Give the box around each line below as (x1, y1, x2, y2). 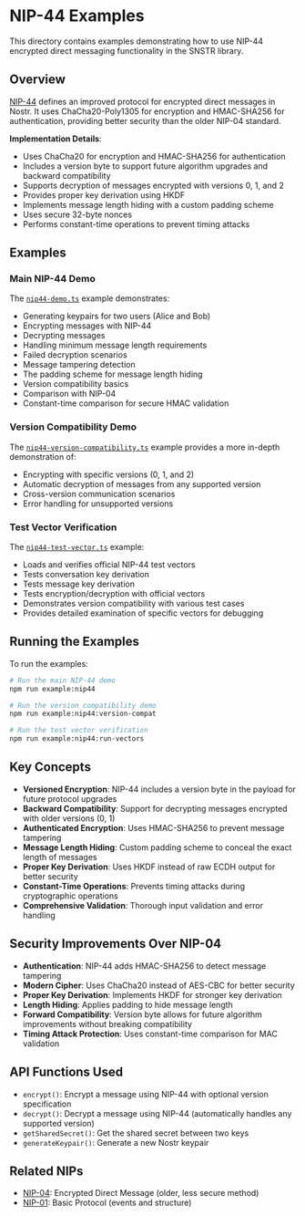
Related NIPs (9, 1163, 84, 1179)
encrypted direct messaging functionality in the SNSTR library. (9, 45, 244, 56)
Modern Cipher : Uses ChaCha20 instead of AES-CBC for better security (22, 980, 296, 991)
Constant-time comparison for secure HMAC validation (22, 398, 229, 409)
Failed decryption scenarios (22, 349, 127, 360)
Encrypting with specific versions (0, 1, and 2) (22, 469, 195, 480)
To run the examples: (9, 658, 89, 669)
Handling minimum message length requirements (22, 339, 208, 351)
